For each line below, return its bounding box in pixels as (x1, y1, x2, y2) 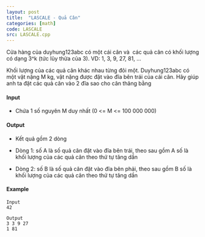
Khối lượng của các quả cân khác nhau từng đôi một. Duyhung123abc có (6, 67, 190, 74)
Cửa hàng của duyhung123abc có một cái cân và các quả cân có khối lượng (6, 48, 199, 56)
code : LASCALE (6, 26, 43, 32)
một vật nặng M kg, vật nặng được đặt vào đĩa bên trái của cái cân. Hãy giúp (6, 73, 199, 81)
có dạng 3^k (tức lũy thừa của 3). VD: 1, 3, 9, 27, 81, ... (6, 55, 142, 62)
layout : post (6, 9, 40, 15)
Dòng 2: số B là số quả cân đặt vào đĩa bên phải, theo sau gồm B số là (15, 165, 192, 172)
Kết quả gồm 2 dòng (15, 135, 67, 142)
